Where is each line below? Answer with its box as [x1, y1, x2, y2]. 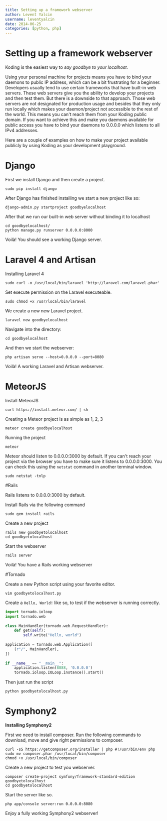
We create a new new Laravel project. [5, 307, 83, 314]
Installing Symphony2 [5, 722, 52, 728]
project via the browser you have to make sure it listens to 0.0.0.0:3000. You [5, 458, 162, 464]
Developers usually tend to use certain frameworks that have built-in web [5, 85, 156, 91]
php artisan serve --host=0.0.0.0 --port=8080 [5, 355, 104, 360]
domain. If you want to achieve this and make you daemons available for [5, 116, 154, 123]
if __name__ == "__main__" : [5, 661, 64, 666]
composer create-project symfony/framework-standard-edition [5, 774, 135, 779]
